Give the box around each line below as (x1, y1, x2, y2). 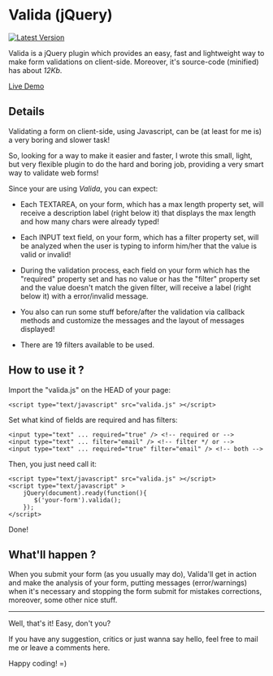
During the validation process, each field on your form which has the (19, 265, 250, 275)
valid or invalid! (19, 249, 71, 259)
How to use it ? (8, 364, 84, 377)
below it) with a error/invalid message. (19, 291, 149, 301)
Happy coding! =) (8, 659, 67, 669)
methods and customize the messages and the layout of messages (19, 315, 245, 325)
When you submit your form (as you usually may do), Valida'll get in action (8, 570, 258, 579)
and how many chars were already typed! (19, 217, 160, 226)
